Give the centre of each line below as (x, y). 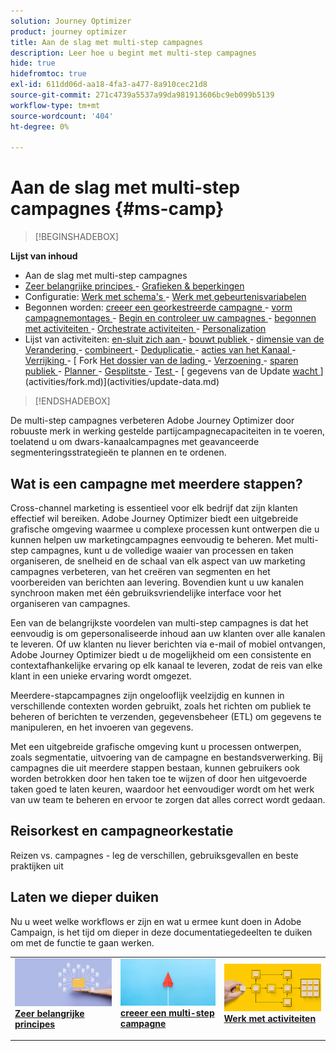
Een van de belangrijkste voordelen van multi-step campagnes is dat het (159, 623)
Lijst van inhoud (44, 256)
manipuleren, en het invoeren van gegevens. (102, 727)
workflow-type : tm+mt (55, 105)
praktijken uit (37, 866)
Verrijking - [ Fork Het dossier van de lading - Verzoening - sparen (161, 361)
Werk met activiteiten (270, 1019)
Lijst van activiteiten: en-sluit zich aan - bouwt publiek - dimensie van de (174, 339)
